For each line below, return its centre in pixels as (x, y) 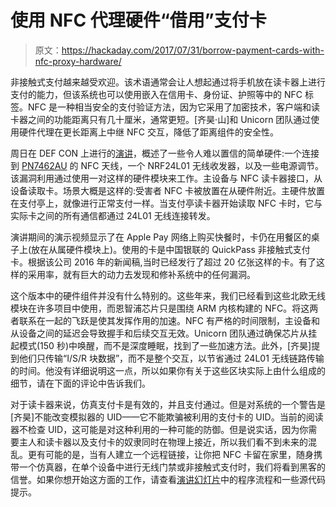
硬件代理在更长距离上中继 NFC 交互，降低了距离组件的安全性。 (148, 132)
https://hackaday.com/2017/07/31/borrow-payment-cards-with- (193, 50)
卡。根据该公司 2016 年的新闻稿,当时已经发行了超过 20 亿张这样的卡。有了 (163, 262)
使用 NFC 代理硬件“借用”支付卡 (138, 20)
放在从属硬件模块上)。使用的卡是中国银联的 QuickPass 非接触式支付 (171, 249)
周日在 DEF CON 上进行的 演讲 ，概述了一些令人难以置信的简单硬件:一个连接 (165, 153)
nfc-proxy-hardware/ (78, 61)
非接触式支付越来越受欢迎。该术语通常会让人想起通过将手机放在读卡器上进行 (168, 82)
